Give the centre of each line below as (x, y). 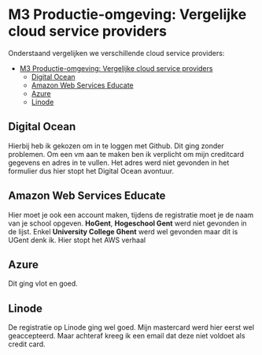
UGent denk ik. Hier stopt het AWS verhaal (77, 240)
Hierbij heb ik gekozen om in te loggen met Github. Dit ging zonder (116, 146)
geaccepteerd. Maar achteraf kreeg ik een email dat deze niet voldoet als (127, 336)
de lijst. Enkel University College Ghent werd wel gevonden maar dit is (123, 231)
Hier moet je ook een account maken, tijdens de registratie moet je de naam (131, 215)
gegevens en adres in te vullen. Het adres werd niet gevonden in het (119, 163)
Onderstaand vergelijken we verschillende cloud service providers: (116, 53)
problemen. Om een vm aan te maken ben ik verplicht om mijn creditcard (126, 154)
